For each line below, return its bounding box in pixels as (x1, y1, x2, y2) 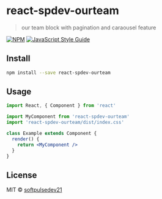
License (6, 170, 37, 180)
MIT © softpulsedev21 (6, 186, 62, 194)
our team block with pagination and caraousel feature (21, 24, 156, 31)
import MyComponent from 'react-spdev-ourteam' (6, 114, 130, 120)
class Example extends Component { (6, 131, 97, 137)
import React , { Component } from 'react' (6, 103, 116, 109)
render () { (12, 136, 40, 142)
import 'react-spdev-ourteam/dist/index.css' (6, 120, 124, 126)
